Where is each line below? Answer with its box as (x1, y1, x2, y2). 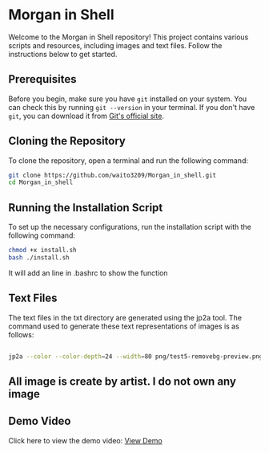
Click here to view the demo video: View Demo (8, 435, 163, 445)
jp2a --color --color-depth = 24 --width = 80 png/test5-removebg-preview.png (8, 352, 263, 361)
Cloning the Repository (8, 134, 126, 148)
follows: (8, 329, 34, 339)
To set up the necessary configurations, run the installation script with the (8, 222, 252, 232)
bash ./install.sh (8, 254, 70, 262)
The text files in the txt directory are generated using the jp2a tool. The (8, 312, 243, 322)
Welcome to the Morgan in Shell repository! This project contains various (8, 32, 249, 42)
